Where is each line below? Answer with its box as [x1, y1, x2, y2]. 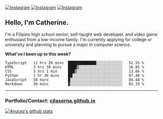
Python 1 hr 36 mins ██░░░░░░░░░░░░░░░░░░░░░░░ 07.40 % [5, 73, 145, 78]
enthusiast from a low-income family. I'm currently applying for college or [5, 36, 152, 42]
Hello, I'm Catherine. [5, 18, 69, 27]
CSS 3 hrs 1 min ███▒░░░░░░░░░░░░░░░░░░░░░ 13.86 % [5, 69, 145, 74]
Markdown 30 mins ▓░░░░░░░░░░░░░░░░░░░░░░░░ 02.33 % [5, 81, 145, 87]
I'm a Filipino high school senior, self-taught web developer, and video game [5, 31, 158, 37]
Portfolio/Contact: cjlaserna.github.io [5, 97, 96, 104]
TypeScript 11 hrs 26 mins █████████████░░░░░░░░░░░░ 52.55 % [5, 60, 145, 65]
